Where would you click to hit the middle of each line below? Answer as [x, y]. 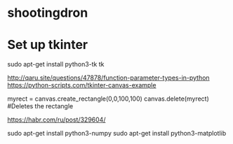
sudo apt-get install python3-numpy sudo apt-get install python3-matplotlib [117, 134]
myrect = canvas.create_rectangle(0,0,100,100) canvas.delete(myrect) [108, 99]
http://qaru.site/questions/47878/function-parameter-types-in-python [108, 78]
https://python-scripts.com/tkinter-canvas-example [82, 85]
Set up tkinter [48, 45]
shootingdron [48, 13]
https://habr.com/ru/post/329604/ [56, 120]
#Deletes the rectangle [40, 106]
